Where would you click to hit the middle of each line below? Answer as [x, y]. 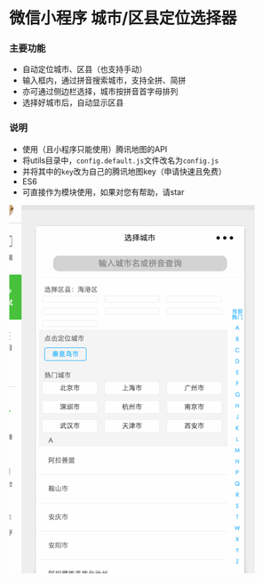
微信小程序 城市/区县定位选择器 [123, 18]
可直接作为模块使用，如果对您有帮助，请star [103, 191]
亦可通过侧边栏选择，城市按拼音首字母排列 [100, 92]
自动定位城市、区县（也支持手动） [84, 69]
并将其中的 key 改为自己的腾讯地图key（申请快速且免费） [124, 171]
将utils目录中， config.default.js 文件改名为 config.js [120, 160]
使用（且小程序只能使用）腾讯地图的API [95, 149]
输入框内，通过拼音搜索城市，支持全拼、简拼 [104, 80]
